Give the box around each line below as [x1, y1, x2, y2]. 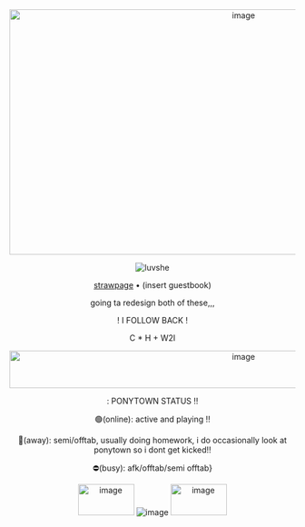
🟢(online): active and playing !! [94, 413, 211, 424]
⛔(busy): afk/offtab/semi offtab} [92, 462, 213, 473]
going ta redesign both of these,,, [90, 297, 215, 308]
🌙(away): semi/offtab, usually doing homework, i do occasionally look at [17, 435, 288, 445]
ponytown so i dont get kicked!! [93, 444, 212, 455]
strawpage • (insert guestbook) [93, 280, 212, 290]
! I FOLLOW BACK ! [116, 315, 189, 325]
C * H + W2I [129, 333, 176, 343]
